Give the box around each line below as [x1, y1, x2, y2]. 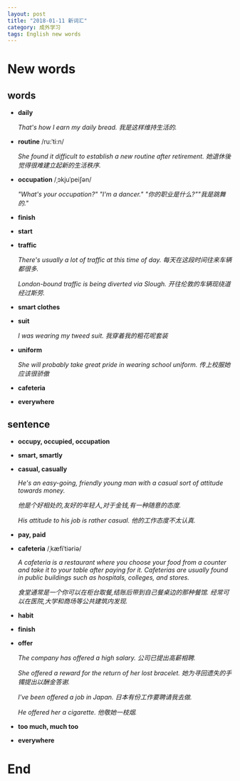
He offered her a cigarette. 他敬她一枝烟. [17, 708, 137, 717]
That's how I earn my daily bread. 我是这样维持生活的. [17, 123, 177, 132]
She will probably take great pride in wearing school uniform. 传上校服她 [17, 361, 231, 369]
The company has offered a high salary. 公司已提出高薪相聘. [17, 654, 196, 662]
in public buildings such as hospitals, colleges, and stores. [17, 573, 190, 582]
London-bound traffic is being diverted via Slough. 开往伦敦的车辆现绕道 [17, 280, 231, 288]
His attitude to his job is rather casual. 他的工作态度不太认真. [17, 516, 196, 525]
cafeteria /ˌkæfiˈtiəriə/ [17, 544, 82, 553]
